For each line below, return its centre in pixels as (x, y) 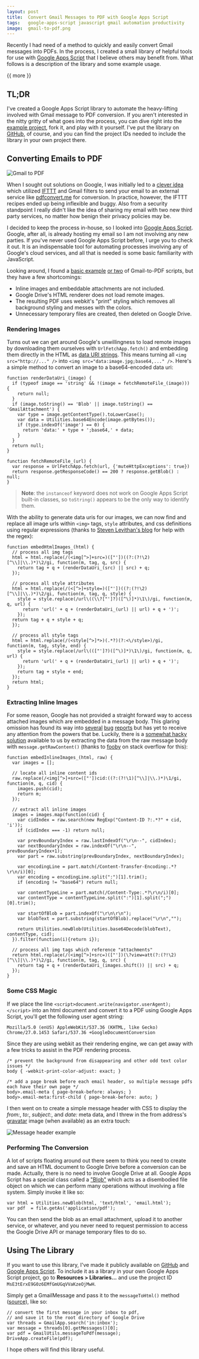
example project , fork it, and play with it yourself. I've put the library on (93, 128)
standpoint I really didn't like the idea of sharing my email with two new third (100, 210)
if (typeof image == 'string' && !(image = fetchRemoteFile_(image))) (101, 384)
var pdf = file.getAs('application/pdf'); (61, 1208)
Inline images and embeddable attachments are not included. (90, 288)
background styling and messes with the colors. (74, 307)
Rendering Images (34, 329)
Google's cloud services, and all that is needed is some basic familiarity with (100, 252)
